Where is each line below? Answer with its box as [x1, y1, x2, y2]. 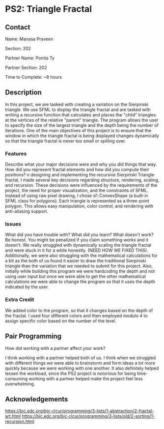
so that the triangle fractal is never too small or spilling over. [5, 138, 126, 143]
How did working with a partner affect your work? [5, 345, 106, 351]
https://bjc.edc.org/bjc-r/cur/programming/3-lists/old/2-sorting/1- [22, 413, 155, 419]
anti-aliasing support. [5, 208, 48, 214]
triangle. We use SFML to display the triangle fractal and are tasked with [5, 107, 151, 113]
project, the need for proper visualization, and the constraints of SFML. [5, 188, 149, 194]
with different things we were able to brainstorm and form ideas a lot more [5, 360, 156, 366]
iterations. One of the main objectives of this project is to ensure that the [5, 127, 152, 133]
